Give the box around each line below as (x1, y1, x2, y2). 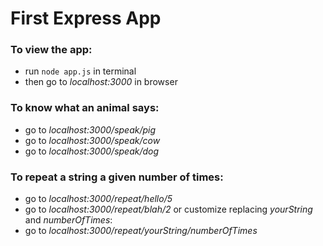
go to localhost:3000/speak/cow (24, 134, 161, 146)
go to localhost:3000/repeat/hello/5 (24, 193, 173, 205)
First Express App (10, 7, 162, 30)
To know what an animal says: (10, 101, 160, 115)
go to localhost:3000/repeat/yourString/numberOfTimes (24, 225, 258, 237)
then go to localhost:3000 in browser (24, 76, 178, 88)
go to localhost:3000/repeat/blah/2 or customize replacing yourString (24, 203, 313, 216)
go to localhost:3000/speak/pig (24, 123, 157, 136)
